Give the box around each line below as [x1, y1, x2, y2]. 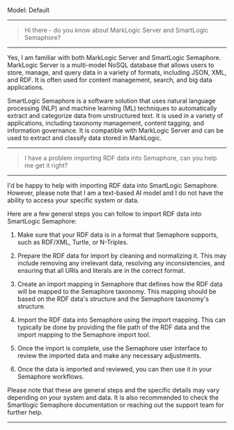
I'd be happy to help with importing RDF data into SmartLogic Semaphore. [7, 181, 219, 189]
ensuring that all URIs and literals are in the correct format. [17, 267, 186, 274]
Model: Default [7, 6, 50, 14]
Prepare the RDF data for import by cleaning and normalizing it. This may [17, 251, 227, 260]
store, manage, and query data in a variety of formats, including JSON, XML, [7, 68, 227, 76]
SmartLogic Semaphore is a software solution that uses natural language [7, 97, 216, 105]
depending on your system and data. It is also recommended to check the [7, 394, 219, 401]
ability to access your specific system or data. [7, 196, 139, 205]
